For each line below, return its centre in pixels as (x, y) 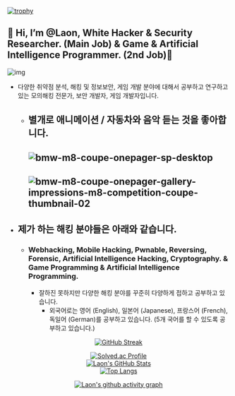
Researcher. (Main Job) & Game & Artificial (103, 44)
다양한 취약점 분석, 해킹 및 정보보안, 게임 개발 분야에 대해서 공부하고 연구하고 (123, 86)
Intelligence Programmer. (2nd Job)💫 (90, 55)
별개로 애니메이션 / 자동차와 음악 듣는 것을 (113, 120)
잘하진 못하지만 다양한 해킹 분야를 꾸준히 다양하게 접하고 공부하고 (128, 292)
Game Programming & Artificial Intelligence (104, 268)
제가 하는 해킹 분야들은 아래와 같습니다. (97, 229)
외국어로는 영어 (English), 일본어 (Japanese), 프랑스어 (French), (138, 310)
